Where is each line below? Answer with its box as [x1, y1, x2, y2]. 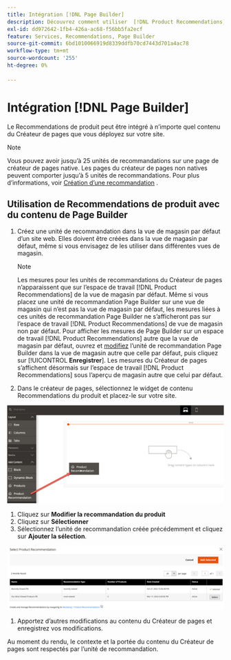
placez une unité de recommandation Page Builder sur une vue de [16, 298, 205, 306]
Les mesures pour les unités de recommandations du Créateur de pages [16, 276, 223, 284]
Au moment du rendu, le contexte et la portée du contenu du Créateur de [7, 637, 214, 646]
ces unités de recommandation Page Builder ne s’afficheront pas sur [16, 312, 211, 321]
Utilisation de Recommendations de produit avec [7, 198, 220, 210]
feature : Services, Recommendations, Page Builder [7, 33, 155, 40]
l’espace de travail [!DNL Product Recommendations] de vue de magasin [16, 320, 223, 328]
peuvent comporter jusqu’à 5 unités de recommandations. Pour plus [7, 171, 200, 179]
